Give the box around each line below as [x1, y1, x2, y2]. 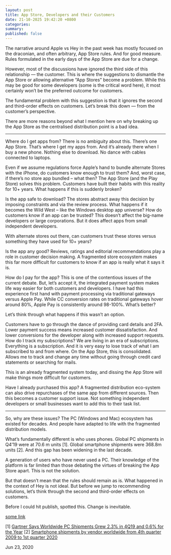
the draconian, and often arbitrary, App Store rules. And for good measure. [5, 51, 162, 57]
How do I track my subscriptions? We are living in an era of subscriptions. [5, 338, 160, 343]
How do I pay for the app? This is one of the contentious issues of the [5, 274, 152, 281]
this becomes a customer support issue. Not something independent [5, 395, 149, 401]
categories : [5, 21, 31, 27]
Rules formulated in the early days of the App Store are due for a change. [5, 56, 159, 62]
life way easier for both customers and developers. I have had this [5, 285, 144, 291]
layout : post [5, 7, 33, 13]
